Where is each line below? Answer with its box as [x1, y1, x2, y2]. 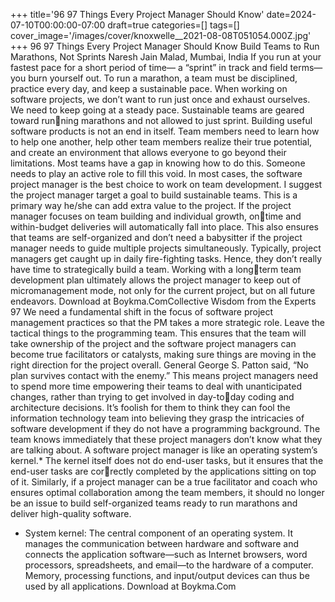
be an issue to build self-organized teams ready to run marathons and [10, 497, 298, 509]
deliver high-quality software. [10, 508, 132, 519]
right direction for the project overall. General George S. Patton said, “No [10, 359, 309, 371]
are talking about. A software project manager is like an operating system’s [10, 444, 318, 456]
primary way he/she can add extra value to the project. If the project [10, 200, 292, 211]
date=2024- [266, 9, 317, 20]
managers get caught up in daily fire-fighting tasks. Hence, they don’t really [10, 253, 323, 264]
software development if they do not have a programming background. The [10, 423, 321, 434]
